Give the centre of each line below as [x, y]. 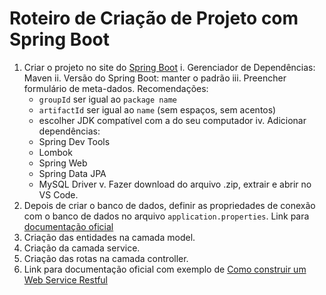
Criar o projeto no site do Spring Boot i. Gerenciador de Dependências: [169, 67]
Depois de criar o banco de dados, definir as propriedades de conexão [169, 205]
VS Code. [58, 194]
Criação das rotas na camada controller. [106, 258]
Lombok [55, 152]
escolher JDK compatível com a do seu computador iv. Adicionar [172, 120]
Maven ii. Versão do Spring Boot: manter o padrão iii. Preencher [155, 78]
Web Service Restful [65, 279]
